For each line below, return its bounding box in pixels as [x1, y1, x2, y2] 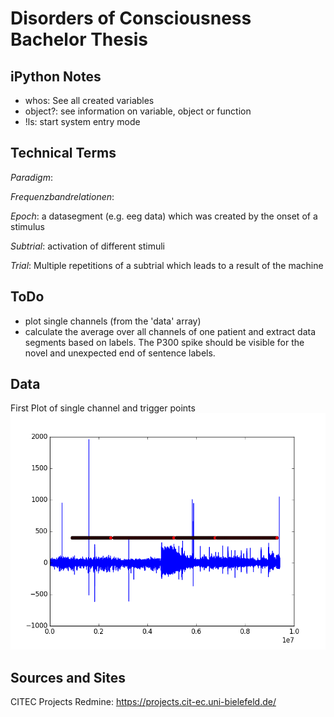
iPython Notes [10, 68, 102, 85]
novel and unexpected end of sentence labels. [24, 347, 216, 359]
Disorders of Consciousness [10, 7, 252, 30]
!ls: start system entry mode [24, 116, 141, 127]
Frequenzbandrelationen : [10, 190, 115, 202]
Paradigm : [10, 171, 53, 183]
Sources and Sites [10, 669, 127, 686]
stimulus [10, 220, 45, 232]
